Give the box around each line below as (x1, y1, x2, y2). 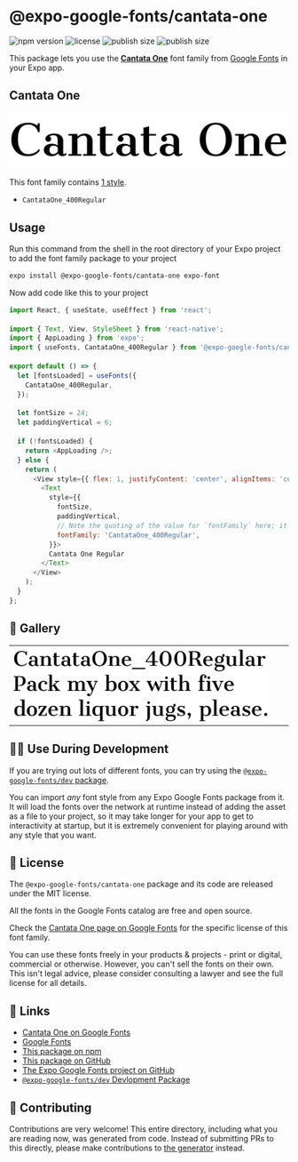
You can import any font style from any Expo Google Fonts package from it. (9, 791, 286, 802)
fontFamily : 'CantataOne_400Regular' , (56, 531, 200, 540)
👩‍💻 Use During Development (9, 741, 169, 757)
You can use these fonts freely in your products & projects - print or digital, (9, 950, 283, 960)
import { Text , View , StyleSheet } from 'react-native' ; (9, 325, 224, 333)
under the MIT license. (9, 888, 91, 899)
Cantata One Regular (48, 549, 125, 558)
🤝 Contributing (9, 1100, 92, 1115)
